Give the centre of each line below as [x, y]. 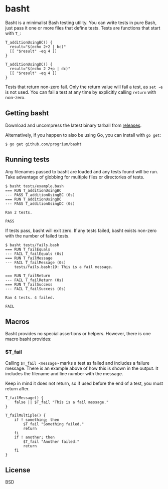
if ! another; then [35, 437]
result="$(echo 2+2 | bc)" [38, 47]
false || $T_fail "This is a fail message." [61, 402]
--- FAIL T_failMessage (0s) [36, 263]
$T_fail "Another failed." [51, 441]
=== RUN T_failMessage [29, 258]
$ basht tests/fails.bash [32, 245]
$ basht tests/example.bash [35, 186]
